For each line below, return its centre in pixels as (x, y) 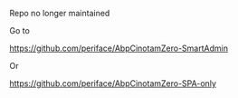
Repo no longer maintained (60, 13)
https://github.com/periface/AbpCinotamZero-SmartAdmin (119, 48)
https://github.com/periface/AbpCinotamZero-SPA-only (113, 83)
